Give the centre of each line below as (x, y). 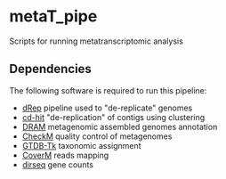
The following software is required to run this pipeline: (108, 90)
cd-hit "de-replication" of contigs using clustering (113, 117)
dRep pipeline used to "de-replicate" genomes (107, 108)
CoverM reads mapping (65, 155)
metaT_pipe (53, 16)
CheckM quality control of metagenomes (97, 136)
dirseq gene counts (57, 164)
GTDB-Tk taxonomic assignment (81, 145)
